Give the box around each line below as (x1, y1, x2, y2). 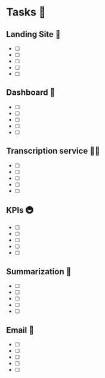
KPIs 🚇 (6, 205, 34, 215)
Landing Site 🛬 (6, 29, 61, 39)
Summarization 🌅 (6, 267, 72, 277)
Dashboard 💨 (6, 88, 55, 98)
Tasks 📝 (6, 5, 46, 19)
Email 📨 (6, 325, 35, 335)
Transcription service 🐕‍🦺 (6, 146, 100, 156)
